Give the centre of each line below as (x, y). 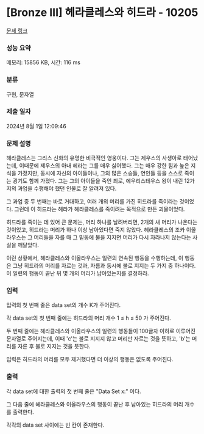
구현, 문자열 (20, 94)
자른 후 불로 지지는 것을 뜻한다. (54, 347)
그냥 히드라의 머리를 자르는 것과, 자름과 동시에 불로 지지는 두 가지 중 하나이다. (104, 266)
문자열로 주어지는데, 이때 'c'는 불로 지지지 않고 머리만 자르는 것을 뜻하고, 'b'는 (98, 339)
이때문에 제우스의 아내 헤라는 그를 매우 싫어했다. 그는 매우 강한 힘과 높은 (104, 166)
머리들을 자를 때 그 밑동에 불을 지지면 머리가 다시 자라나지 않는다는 (113, 237)
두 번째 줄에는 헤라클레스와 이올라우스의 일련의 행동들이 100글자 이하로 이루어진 (101, 331)
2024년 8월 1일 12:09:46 (37, 126)
